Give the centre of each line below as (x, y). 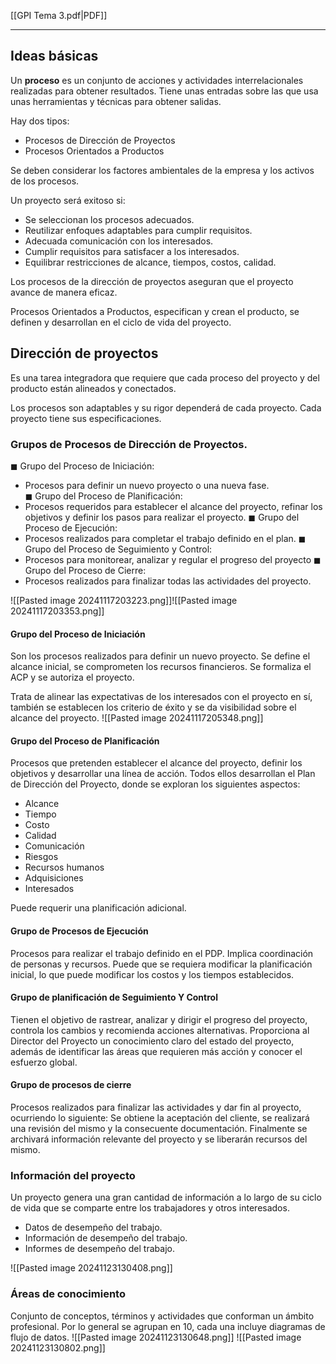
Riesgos (41, 857)
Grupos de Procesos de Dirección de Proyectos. (129, 444)
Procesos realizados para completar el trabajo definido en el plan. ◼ (165, 538)
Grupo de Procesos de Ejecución (79, 931)
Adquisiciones (54, 878)
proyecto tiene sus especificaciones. (86, 418)
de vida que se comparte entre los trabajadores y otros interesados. (150, 1208)
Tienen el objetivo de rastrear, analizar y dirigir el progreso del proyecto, (159, 1019)
